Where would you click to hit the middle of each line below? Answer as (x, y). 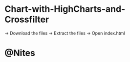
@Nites (20, 53)
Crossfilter (27, 19)
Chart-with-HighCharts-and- (65, 9)
